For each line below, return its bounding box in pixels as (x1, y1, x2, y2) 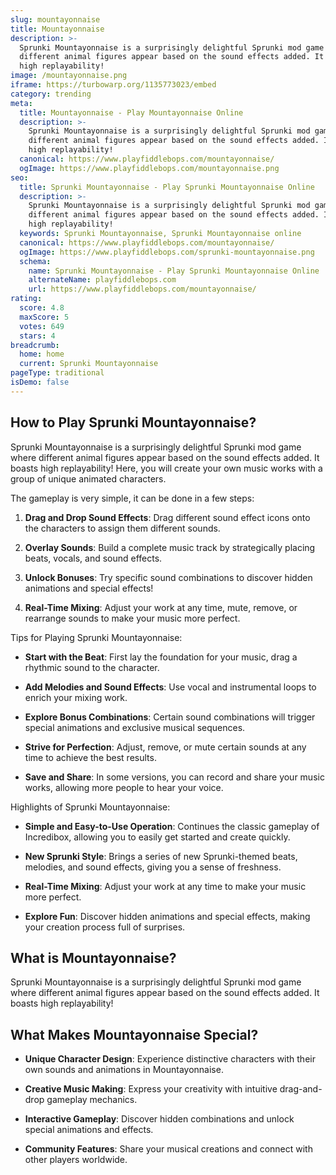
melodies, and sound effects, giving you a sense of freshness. (24, 861, 282, 873)
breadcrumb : (10, 340, 60, 350)
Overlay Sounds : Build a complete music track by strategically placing (24, 541, 316, 553)
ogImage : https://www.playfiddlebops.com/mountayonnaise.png (19, 163, 280, 173)
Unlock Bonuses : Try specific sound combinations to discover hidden (24, 571, 313, 583)
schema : (19, 256, 52, 266)
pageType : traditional (10, 368, 105, 378)
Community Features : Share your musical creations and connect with (24, 1143, 313, 1155)
